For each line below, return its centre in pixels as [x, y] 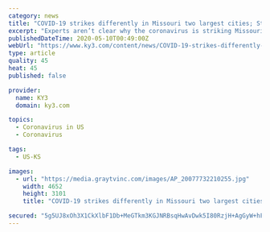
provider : [25, 90]
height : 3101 [45, 194]
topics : [21, 120]
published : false [37, 76]
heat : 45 [23, 68]
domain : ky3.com [43, 106]
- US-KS [29, 157]
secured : [23, 216]
